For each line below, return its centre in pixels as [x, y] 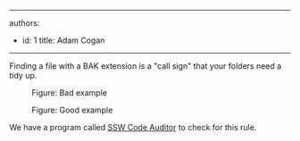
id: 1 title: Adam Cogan [63, 40]
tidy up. [23, 75]
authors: [25, 23]
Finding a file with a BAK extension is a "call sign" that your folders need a [146, 66]
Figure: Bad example [69, 93]
